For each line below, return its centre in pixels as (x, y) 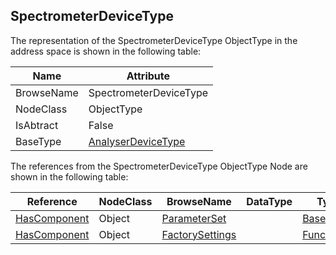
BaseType (38, 141)
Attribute (148, 76)
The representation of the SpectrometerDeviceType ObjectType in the (154, 40)
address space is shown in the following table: (106, 51)
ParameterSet (194, 218)
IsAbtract (37, 125)
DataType (269, 201)
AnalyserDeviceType (137, 141)
